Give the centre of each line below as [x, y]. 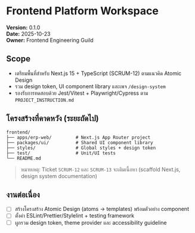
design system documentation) [59, 176]
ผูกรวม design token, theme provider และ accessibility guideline [91, 222]
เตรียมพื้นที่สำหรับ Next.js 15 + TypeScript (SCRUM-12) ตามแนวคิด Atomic [98, 73]
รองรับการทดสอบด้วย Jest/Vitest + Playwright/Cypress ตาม [81, 93]
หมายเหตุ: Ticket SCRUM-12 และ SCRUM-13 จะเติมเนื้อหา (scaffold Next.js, [100, 169]
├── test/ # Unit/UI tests [61, 153]
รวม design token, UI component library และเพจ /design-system [90, 86]
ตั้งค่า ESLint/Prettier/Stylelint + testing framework [75, 216]
